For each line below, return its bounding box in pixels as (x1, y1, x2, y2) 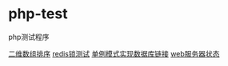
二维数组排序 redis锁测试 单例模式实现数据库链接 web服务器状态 (8, 49, 220, 58)
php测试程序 (8, 32, 50, 41)
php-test (8, 5, 68, 23)
